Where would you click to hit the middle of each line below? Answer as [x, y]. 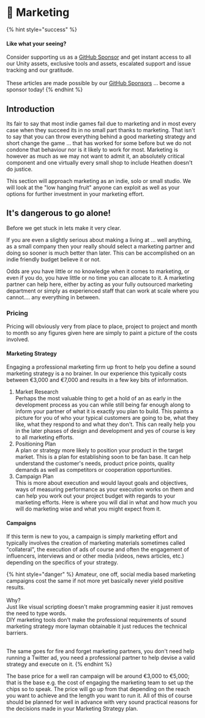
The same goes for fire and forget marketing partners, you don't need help [100, 651]
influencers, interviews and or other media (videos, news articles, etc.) [95, 556]
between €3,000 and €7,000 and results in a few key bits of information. [97, 380]
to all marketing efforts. [45, 438]
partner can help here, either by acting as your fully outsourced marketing [99, 284]
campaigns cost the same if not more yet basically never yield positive [95, 581]
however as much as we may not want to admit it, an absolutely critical [95, 156]
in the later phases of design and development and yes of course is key [105, 431]
